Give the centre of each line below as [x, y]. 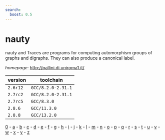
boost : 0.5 [21, 14]
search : [13, 10]
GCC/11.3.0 [44, 108]
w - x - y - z [17, 132]
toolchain [51, 80]
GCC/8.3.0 [42, 102]
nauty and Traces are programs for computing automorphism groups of [79, 53]
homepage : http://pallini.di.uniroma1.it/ [45, 68]
